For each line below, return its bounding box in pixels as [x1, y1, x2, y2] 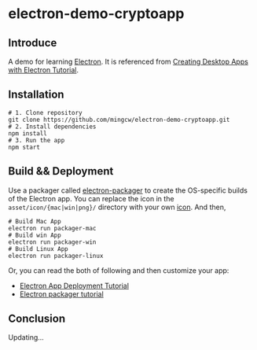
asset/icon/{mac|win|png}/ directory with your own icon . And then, [8, 202, 226, 212]
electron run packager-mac [8, 224, 97, 232]
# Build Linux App [8, 245, 68, 252]
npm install [8, 129, 47, 138]
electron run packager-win [8, 238, 97, 246]
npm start [8, 143, 41, 151]
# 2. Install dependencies [8, 123, 97, 131]
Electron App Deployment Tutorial [19, 281, 130, 290]
